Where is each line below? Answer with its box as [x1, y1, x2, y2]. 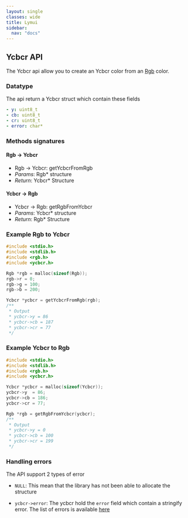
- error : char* [6, 123, 43, 129]
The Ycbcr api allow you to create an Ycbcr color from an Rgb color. [6, 67, 170, 74]
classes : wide [6, 14, 41, 20]
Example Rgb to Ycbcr [6, 230, 70, 238]
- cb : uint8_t [6, 112, 41, 118]
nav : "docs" [11, 30, 41, 36]
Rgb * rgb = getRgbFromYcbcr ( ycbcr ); [6, 411, 95, 417]
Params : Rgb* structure [14, 170, 72, 177]
